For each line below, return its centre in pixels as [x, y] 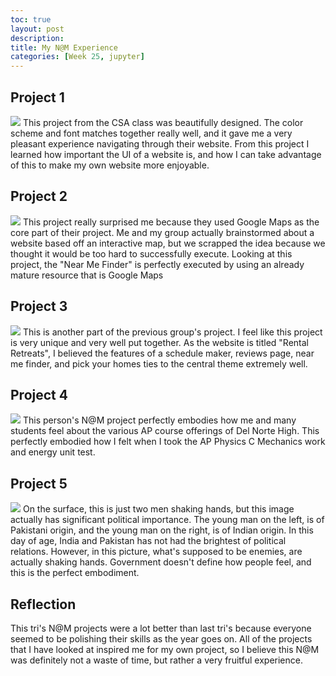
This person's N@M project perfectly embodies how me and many [159, 420]
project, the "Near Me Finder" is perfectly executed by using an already [157, 264]
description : [37, 38]
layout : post [37, 29]
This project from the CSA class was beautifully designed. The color [163, 122]
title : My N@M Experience [64, 47]
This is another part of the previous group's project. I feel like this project [172, 332]
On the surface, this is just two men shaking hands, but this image [158, 509]
